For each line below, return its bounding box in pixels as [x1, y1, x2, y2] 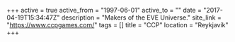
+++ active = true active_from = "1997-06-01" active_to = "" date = [6, 6, 202, 14]
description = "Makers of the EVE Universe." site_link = [61, 13, 222, 22]
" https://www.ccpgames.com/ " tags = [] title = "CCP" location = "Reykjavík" [6, 21, 229, 29]
